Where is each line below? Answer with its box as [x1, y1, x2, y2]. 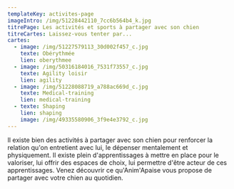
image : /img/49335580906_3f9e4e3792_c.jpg [20, 116, 148, 123]
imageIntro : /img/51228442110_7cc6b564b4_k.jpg [7, 17, 152, 24]
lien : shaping [20, 109, 62, 117]
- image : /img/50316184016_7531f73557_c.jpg [14, 63, 148, 70]
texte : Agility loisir [20, 70, 88, 77]
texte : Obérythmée [20, 50, 75, 58]
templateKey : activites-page [7, 10, 94, 18]
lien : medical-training [20, 97, 91, 104]
